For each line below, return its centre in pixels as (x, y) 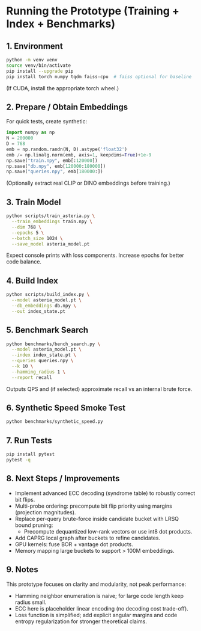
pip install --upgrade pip (40, 71)
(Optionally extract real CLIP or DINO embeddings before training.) (88, 183)
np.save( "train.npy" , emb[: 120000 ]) (52, 161)
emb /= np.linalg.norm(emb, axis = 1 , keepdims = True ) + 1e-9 (79, 155)
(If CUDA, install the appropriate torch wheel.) (63, 88)
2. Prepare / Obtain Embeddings (67, 107)
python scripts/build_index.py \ (48, 295)
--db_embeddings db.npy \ (44, 306)
